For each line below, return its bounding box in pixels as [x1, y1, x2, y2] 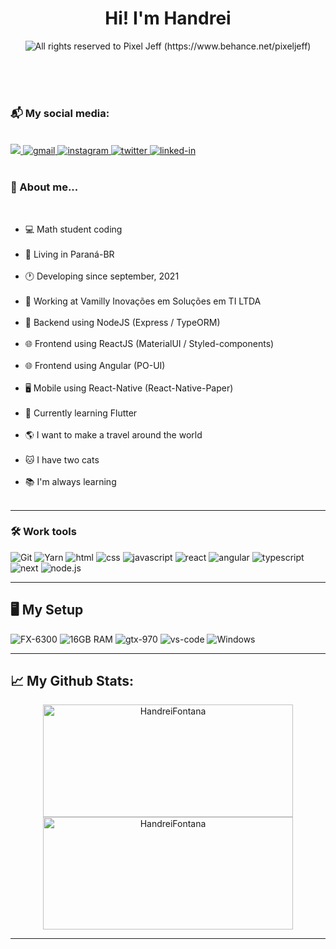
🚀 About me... [10, 180, 79, 194]
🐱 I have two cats [24, 453, 100, 466]
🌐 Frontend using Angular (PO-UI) [24, 359, 166, 371]
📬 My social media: [10, 106, 110, 120]
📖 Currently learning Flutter [24, 407, 138, 419]
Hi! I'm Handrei [104, 7, 232, 30]
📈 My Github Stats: [10, 673, 135, 690]
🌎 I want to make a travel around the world [24, 428, 203, 441]
